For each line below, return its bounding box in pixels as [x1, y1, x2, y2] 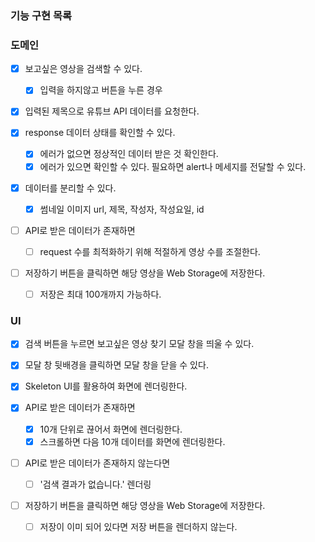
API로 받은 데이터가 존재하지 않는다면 [24, 457, 171, 469]
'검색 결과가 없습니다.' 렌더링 [39, 478, 152, 490]
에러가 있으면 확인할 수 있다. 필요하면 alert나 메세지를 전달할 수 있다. [39, 160, 307, 172]
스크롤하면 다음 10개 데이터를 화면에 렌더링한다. [39, 435, 226, 447]
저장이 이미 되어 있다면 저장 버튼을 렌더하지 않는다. [39, 520, 238, 532]
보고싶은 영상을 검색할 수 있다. [24, 63, 143, 75]
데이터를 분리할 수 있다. [24, 182, 117, 194]
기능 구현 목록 [10, 8, 73, 22]
